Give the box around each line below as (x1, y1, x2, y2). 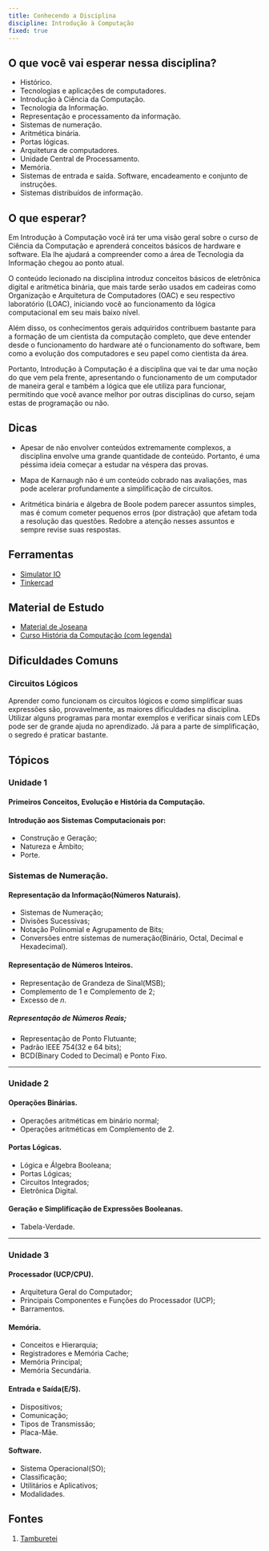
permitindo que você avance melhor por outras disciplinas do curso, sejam (8, 390, 255, 399)
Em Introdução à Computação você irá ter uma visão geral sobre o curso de (8, 233, 259, 242)
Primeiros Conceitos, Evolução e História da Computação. (8, 798, 206, 807)
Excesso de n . (19, 994, 66, 1005)
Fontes (8, 1513, 44, 1526)
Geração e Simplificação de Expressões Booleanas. (8, 1204, 183, 1214)
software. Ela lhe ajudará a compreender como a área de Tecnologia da (8, 250, 244, 259)
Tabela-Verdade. (19, 1222, 75, 1232)
